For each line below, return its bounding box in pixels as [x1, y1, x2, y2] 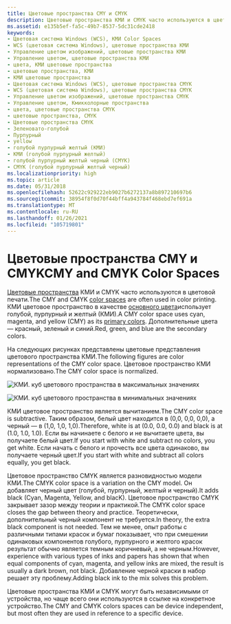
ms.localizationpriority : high [7, 170, 97, 177]
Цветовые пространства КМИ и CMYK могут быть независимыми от [7, 588, 209, 596]
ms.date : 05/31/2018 [7, 183, 67, 190]
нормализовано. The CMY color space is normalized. [7, 367, 159, 376]
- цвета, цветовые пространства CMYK [7, 106, 115, 113]
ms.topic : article [7, 176, 60, 183]
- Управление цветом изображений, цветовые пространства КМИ [7, 49, 186, 56]
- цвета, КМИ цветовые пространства [7, 61, 112, 68]
